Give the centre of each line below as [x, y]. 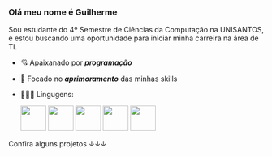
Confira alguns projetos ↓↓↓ [58, 144]
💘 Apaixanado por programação [76, 62]
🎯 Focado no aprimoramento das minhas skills [99, 78]
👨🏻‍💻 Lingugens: [47, 95]
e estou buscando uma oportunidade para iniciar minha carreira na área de [134, 38]
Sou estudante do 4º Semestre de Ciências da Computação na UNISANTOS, [136, 30]
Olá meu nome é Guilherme [63, 12]
